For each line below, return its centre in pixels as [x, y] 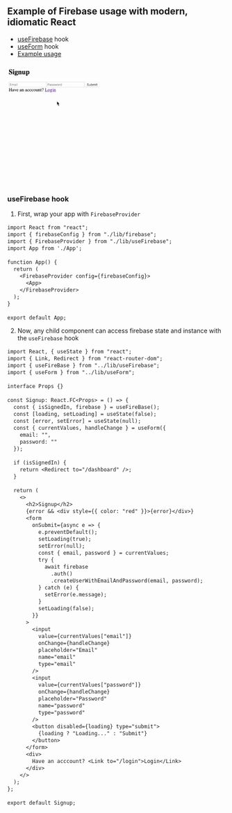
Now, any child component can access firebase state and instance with [119, 331]
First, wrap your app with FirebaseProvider [79, 214]
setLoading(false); [66, 609]
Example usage [39, 53]
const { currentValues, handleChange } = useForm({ [90, 428]
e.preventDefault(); [68, 533]
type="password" [61, 713]
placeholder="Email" [68, 651]
